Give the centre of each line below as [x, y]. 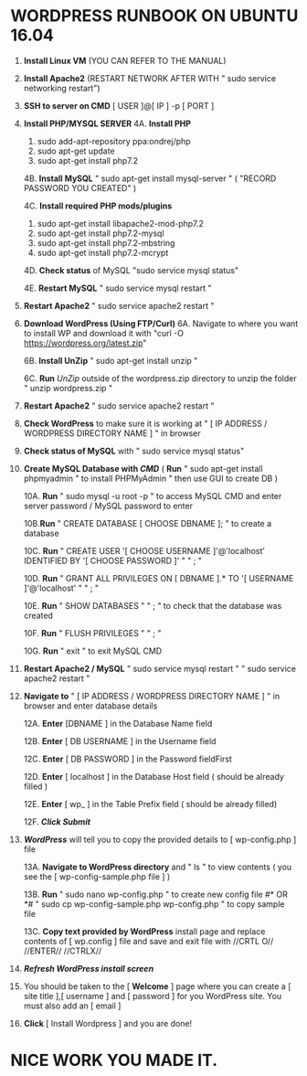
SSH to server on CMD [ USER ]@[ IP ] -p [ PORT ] [119, 105]
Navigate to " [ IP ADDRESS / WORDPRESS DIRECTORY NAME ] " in [152, 696]
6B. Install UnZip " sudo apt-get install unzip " [111, 360]
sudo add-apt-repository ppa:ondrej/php [114, 141]
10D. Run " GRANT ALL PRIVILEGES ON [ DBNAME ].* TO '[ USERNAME [159, 578]
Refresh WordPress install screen [89, 968]
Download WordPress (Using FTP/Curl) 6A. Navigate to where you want [161, 323]
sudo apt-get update [76, 151]
